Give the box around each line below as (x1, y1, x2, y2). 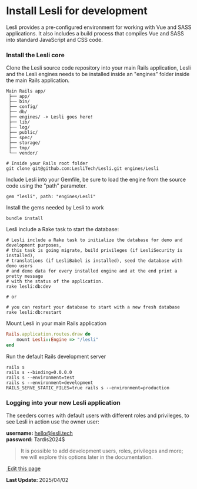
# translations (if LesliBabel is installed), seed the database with (6, 258, 183, 264)
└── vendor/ (8, 150, 38, 156)
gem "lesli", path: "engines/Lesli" (6, 193, 96, 200)
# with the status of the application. (6, 278, 104, 284)
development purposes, (6, 242, 62, 248)
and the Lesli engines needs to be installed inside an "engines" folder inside (6, 71, 190, 78)
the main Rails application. (6, 77, 70, 84)
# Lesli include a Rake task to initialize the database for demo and (6, 237, 183, 243)
